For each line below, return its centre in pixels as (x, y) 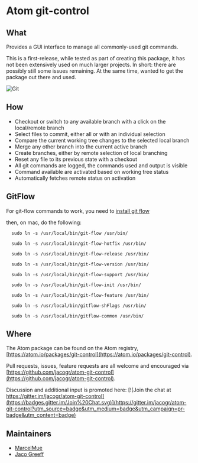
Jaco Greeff (29, 454)
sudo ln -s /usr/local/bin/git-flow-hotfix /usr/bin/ (79, 244)
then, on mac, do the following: (44, 222)
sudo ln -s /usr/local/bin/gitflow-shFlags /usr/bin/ (79, 306)
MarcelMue (28, 448)
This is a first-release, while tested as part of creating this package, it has (95, 58)
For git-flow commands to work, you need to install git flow (78, 211)
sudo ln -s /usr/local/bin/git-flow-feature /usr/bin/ (80, 295)
